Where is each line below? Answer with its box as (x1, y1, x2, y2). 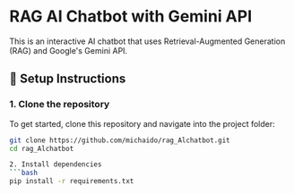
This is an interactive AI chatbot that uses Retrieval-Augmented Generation (9, 36, 286, 46)
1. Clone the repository (9, 98, 110, 111)
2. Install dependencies (9, 160, 102, 169)
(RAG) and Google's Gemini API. (9, 45, 128, 55)
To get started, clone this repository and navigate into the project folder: (9, 118, 275, 129)
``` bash (9, 168, 39, 178)
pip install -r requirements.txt (9, 177, 134, 186)
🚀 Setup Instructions (9, 72, 126, 87)
